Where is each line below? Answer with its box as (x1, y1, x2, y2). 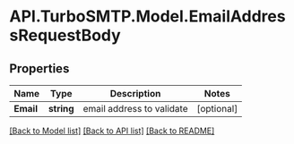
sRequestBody (9, 25, 121, 46)
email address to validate (82, 103, 188, 114)
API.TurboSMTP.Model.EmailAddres (9, 6, 286, 27)
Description (109, 88, 161, 99)
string (48, 103, 74, 114)
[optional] (196, 103, 238, 114)
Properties (9, 61, 70, 76)
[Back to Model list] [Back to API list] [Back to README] (9, 125, 215, 136)
